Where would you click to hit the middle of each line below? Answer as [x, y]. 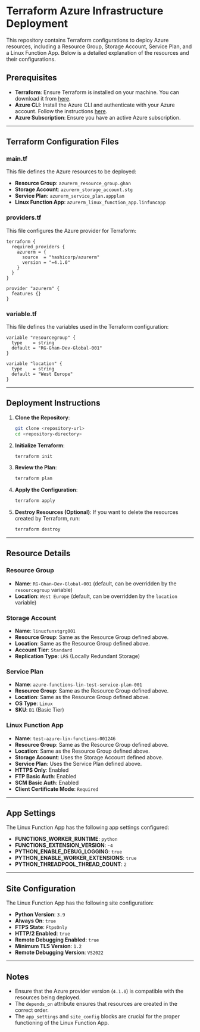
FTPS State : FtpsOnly [41, 927]
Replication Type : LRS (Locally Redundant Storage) [77, 656]
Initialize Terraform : [40, 445]
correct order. [32, 1010]
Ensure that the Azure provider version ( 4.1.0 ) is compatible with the [99, 991]
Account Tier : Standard [43, 650]
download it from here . [43, 98]
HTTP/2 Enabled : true [42, 934]
